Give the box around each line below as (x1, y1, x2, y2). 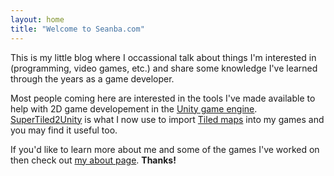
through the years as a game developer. (10, 72, 175, 85)
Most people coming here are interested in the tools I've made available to (10, 92, 316, 104)
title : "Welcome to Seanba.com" (10, 24, 145, 34)
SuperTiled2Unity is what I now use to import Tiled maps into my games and (10, 113, 325, 125)
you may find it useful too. (10, 124, 118, 136)
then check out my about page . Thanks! (10, 154, 177, 166)
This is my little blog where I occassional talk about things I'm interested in (10, 51, 317, 63)
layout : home (10, 14, 65, 25)
